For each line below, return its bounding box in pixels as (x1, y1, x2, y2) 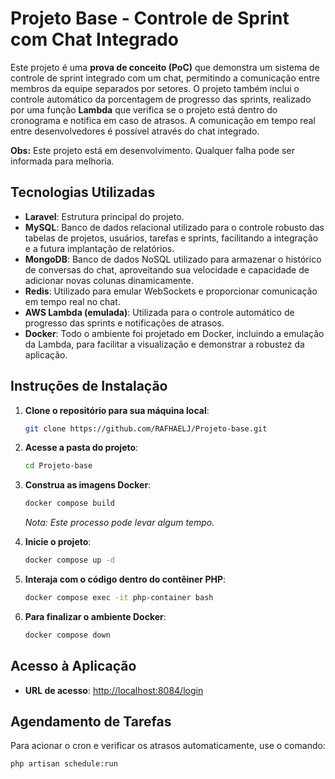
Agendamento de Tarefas (10, 713, 172, 731)
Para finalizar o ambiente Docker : (24, 610, 167, 622)
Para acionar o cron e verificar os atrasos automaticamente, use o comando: (10, 740, 326, 752)
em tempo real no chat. (24, 295, 121, 307)
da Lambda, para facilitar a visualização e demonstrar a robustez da (24, 338, 305, 350)
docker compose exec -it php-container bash (24, 593, 214, 603)
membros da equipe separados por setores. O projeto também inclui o (10, 82, 300, 94)
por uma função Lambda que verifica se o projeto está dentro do (10, 103, 278, 116)
